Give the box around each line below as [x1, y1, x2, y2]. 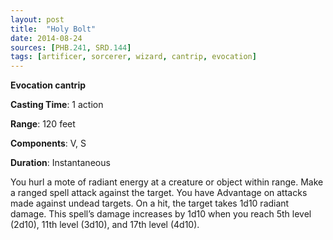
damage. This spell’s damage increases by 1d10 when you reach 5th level [10, 208, 312, 220]
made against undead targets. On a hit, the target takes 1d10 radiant [10, 197, 290, 210]
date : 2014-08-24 [10, 33, 83, 43]
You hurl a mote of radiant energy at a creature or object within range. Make [10, 176, 324, 188]
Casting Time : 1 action [10, 99, 104, 111]
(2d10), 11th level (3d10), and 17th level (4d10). [10, 219, 200, 231]
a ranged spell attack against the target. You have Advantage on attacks [10, 187, 308, 199]
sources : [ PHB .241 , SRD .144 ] [10, 42, 132, 53]
